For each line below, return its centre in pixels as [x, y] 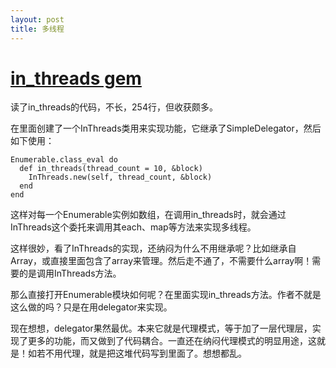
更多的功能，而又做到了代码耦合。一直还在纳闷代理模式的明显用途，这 [172, 341]
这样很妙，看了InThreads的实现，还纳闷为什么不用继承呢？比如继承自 [153, 248]
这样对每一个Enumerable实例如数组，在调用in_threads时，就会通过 [148, 215]
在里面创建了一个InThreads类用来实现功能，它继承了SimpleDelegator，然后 [166, 128]
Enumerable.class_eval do [64, 160]
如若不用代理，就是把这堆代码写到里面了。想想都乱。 [137, 353]
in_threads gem [76, 78]
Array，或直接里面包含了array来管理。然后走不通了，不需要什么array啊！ [161, 261]
